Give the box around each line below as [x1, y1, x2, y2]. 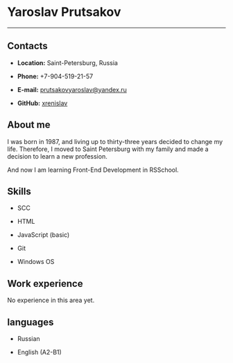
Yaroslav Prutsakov [7, 4, 121, 20]
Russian [17, 335, 40, 343]
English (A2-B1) [17, 348, 62, 356]
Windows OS [17, 258, 55, 266]
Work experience [7, 278, 83, 290]
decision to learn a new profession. [7, 152, 107, 160]
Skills [7, 185, 31, 197]
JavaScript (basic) [17, 231, 70, 239]
